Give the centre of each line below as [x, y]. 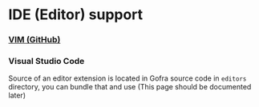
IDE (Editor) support [76, 15]
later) [17, 95]
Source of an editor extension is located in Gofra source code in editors [127, 78]
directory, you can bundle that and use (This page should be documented [130, 87]
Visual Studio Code [47, 61]
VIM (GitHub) [34, 40]
